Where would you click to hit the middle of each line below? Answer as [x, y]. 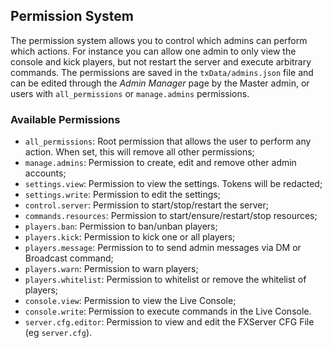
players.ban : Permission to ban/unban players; [121, 226]
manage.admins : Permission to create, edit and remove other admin [160, 163]
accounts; [45, 173]
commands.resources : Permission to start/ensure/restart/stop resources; [171, 216]
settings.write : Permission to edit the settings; [122, 195]
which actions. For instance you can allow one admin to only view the [153, 51]
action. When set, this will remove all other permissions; [139, 152]
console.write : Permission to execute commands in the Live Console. [168, 311]
